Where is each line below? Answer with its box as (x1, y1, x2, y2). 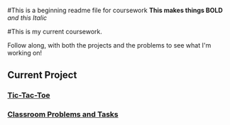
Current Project (7, 69, 77, 81)
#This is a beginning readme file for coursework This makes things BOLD (7, 6, 224, 14)
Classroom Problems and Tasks (7, 109, 119, 119)
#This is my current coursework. (7, 28, 103, 36)
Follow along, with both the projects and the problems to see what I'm (7, 41, 212, 49)
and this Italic (7, 13, 48, 22)
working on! (7, 49, 43, 57)
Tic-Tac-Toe (7, 90, 51, 100)
